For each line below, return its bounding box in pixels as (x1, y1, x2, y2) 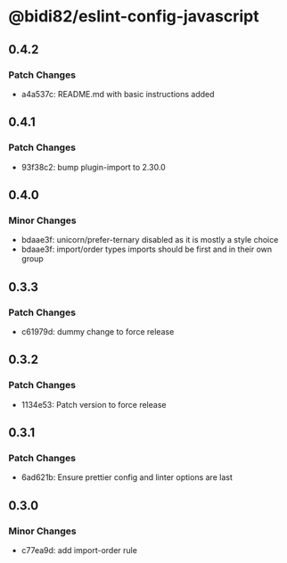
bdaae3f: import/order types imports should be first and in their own (20, 244, 273, 255)
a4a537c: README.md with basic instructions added (20, 88, 215, 99)
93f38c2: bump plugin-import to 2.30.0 (20, 161, 166, 172)
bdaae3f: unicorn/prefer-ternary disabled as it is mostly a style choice (20, 235, 279, 245)
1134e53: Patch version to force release (20, 399, 167, 410)
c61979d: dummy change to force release (20, 326, 175, 336)
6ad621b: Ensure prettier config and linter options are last (20, 472, 233, 483)
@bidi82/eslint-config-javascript (8, 6, 259, 27)
